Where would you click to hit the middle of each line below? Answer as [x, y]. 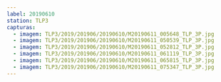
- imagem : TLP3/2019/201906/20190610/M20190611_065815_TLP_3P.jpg [114, 61]
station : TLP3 [28, 21]
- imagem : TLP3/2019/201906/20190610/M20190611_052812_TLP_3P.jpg [114, 47]
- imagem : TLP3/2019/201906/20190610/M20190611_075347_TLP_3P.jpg [114, 67]
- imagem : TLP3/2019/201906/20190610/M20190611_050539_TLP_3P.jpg [114, 41]
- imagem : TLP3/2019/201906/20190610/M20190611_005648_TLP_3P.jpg [114, 34]
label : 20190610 [31, 14]
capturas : [21, 27]
